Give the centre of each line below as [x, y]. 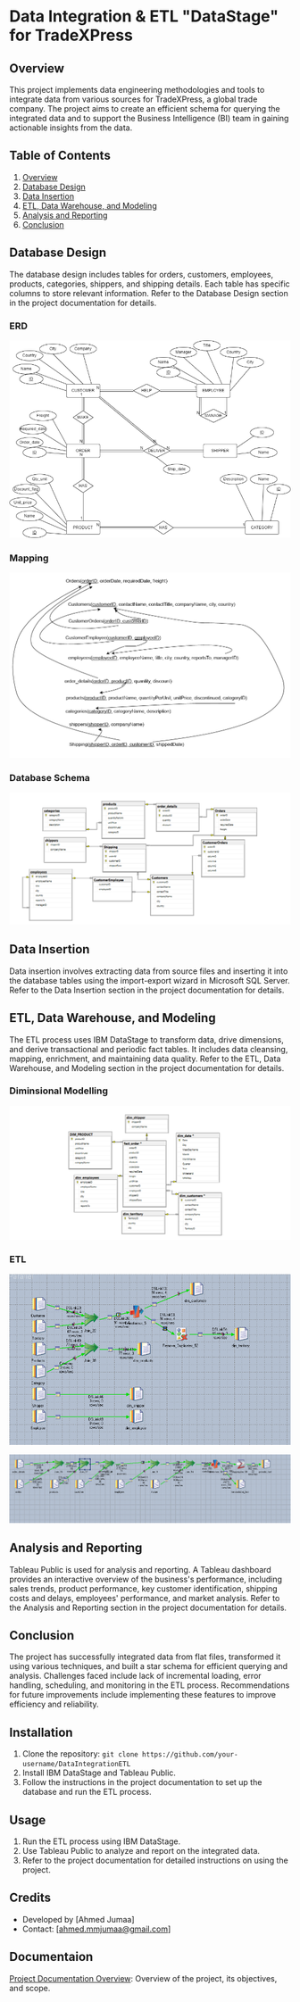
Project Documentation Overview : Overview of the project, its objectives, [143, 1978]
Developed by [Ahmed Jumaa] [79, 1919]
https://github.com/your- [190, 1755]
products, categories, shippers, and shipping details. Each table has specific [150, 284]
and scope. [30, 1988]
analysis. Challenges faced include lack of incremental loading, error [135, 1676]
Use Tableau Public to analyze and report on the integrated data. [141, 1851]
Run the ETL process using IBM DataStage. [101, 1841]
